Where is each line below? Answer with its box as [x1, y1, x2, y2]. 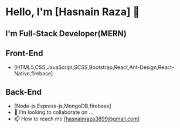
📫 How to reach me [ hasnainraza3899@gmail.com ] [13, 115, 140, 122]
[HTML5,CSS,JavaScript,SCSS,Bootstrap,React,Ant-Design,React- [13, 64, 174, 71]
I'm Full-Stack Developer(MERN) [5, 29, 127, 39]
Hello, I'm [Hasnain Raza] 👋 [5, 5, 140, 19]
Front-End [5, 48, 43, 58]
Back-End [5, 87, 42, 97]
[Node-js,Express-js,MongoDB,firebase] [13, 102, 112, 110]
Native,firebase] [13, 70, 53, 77]
